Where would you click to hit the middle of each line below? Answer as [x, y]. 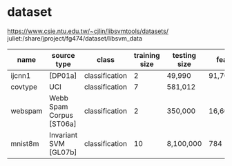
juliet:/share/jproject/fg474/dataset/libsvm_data [75, 38]
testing [184, 55]
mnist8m [25, 143]
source [63, 55]
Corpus [61, 115]
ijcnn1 [21, 75]
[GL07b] [63, 152]
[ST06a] [63, 123]
